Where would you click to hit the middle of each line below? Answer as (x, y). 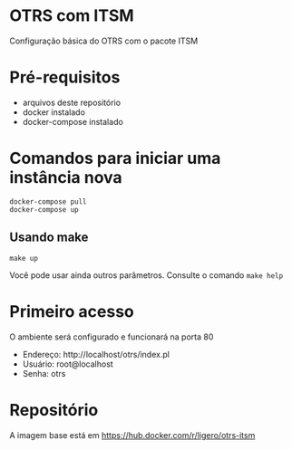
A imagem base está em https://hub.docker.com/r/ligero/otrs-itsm (132, 435)
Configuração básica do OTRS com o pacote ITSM (104, 41)
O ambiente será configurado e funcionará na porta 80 (112, 337)
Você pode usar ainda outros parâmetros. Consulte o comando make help (146, 275)
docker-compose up (44, 209)
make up (24, 258)
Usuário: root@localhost (68, 364)
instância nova (66, 178)
